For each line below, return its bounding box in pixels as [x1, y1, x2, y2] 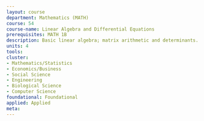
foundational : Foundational [6, 94, 78, 100]
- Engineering [6, 77, 43, 83]
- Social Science [6, 71, 51, 78]
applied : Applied [6, 100, 51, 106]
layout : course [6, 9, 45, 15]
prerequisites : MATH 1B [6, 32, 67, 38]
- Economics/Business [6, 65, 62, 72]
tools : [6, 49, 23, 55]
